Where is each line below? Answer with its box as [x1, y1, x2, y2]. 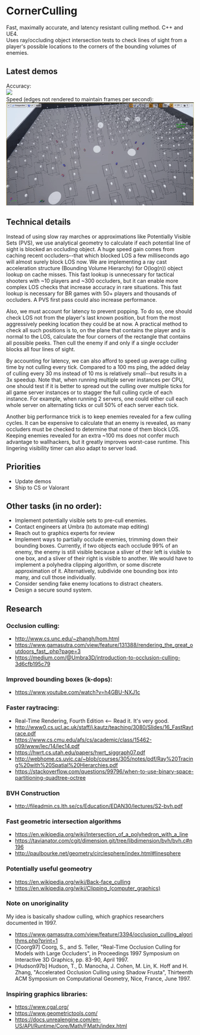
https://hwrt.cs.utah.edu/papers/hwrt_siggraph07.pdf [14, 749, 146, 756]
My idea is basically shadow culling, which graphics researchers [6, 912, 164, 920]
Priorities [6, 462, 41, 472]
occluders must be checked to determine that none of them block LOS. [6, 426, 180, 433]
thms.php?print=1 [14, 937, 58, 944]
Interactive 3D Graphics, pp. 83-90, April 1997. [14, 956, 129, 963]
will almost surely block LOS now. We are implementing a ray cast [6, 258, 167, 265]
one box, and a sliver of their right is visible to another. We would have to [14, 555, 193, 562]
